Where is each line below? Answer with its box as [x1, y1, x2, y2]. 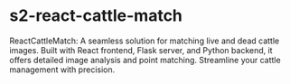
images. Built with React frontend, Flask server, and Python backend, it [9, 44, 273, 55]
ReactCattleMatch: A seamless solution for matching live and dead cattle [9, 35, 280, 46]
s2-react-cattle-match [9, 5, 183, 26]
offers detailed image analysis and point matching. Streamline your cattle [9, 54, 282, 65]
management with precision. [9, 64, 116, 75]
